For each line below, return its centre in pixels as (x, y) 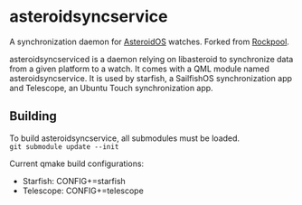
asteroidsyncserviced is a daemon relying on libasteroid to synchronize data (151, 59)
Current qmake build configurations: (77, 163)
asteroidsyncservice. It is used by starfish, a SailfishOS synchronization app (151, 78)
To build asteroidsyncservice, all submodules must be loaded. (125, 138)
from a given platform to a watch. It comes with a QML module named (139, 69)
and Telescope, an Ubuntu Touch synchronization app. (112, 88)
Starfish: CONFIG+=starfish (74, 181)
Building (33, 116)
